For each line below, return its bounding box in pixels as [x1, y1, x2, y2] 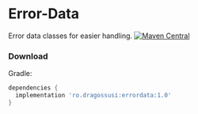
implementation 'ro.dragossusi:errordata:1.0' [15, 92, 172, 100]
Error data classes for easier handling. [8, 31, 133, 40]
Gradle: [8, 69, 32, 78]
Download [8, 51, 49, 62]
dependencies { [8, 84, 59, 92]
